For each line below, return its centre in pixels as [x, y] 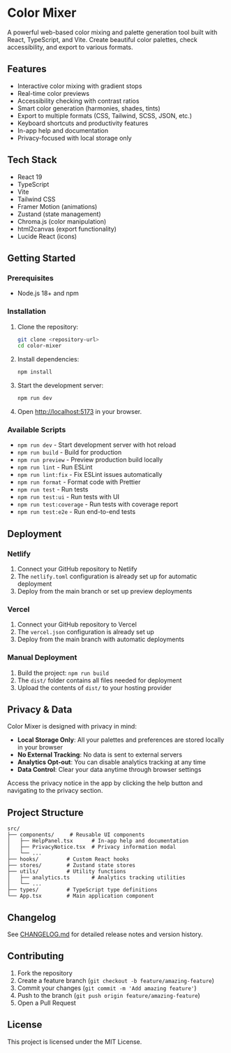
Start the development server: [60, 385]
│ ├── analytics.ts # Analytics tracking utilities [97, 878]
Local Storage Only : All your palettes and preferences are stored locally [121, 740]
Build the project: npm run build [63, 673]
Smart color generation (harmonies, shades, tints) [89, 108]
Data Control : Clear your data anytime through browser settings [109, 770]
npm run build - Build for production [69, 452]
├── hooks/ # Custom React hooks [68, 859]
